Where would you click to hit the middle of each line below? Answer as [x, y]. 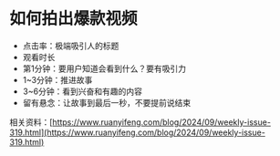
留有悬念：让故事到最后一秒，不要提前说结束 [107, 102]
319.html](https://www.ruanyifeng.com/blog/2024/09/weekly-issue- [138, 132]
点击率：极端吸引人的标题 [71, 46]
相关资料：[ [31, 122]
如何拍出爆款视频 [74, 19]
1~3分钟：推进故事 [57, 79]
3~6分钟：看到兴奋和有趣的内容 [83, 91]
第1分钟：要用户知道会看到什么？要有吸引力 [104, 68]
